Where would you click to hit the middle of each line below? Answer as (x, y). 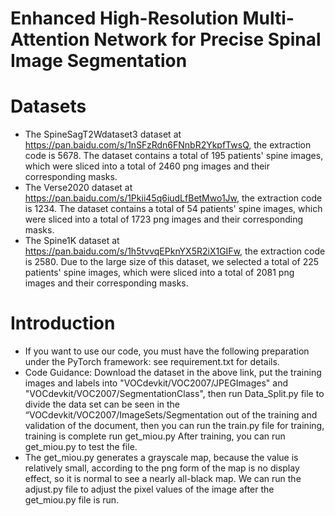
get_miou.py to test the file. (81, 447)
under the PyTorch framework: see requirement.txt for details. (152, 362)
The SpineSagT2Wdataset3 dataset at (103, 134)
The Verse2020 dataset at (78, 188)
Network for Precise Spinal (207, 39)
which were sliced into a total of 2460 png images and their (147, 166)
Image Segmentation (99, 61)
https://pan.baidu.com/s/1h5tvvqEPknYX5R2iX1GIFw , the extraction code (175, 251)
